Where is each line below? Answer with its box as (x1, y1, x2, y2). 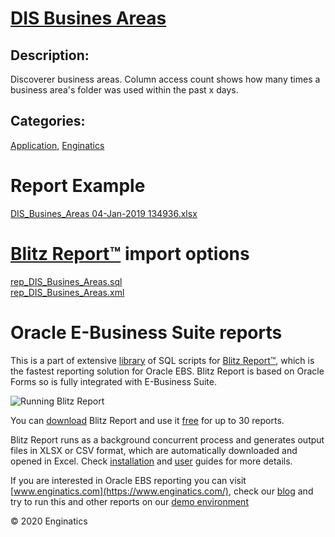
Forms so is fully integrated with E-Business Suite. (10, 375, 217, 387)
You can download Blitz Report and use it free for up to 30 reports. (10, 414, 285, 426)
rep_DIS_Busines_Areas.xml (10, 286, 125, 298)
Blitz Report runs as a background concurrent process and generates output (10, 433, 325, 446)
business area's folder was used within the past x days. (10, 84, 239, 96)
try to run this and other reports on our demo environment (10, 495, 249, 507)
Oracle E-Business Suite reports (10, 321, 283, 344)
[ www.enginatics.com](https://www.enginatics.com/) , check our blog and (10, 485, 314, 497)
